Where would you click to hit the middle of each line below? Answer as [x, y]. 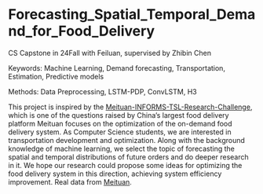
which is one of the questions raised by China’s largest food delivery [119, 115]
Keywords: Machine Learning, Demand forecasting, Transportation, [117, 68]
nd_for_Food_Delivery [82, 31]
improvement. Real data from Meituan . [70, 181]
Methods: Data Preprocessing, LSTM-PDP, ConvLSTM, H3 [103, 91]
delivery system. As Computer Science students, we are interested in [120, 132]
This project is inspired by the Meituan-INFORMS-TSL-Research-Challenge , [130, 107]
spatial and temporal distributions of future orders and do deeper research [128, 157]
